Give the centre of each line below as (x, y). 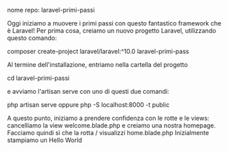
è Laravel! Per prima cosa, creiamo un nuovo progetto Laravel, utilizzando (112, 31)
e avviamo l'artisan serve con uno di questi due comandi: (88, 91)
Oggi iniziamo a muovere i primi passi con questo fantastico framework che (114, 23)
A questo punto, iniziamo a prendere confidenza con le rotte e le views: (108, 118)
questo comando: (32, 38)
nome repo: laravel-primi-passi (51, 10)
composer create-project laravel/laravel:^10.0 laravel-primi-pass (98, 51)
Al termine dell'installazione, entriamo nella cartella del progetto (97, 64)
